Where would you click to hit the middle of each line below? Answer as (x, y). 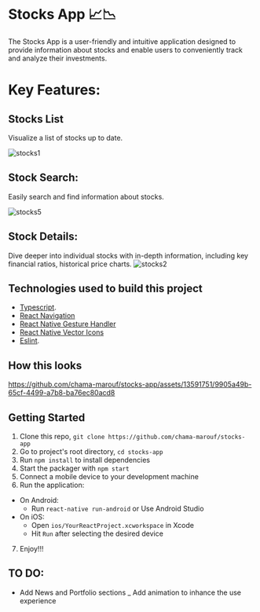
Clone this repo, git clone (62, 436)
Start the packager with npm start (74, 468)
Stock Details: (43, 237)
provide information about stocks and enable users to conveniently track (126, 49)
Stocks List (36, 119)
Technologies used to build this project (105, 288)
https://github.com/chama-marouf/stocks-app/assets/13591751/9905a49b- (130, 384)
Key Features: (54, 90)
